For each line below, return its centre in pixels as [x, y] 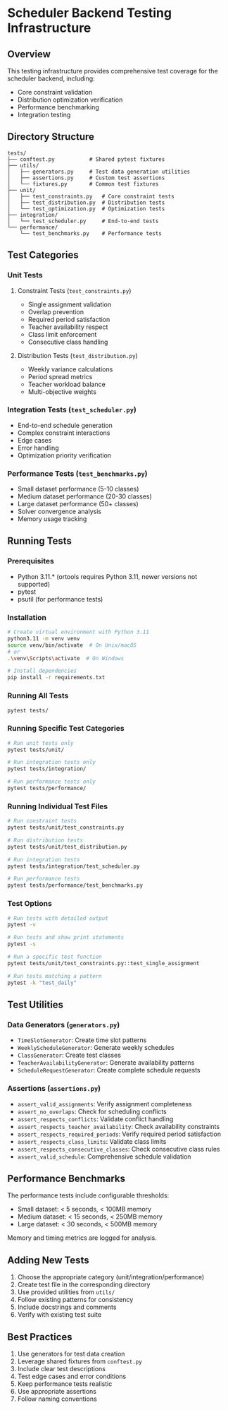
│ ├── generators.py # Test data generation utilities [99, 172]
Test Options [30, 904]
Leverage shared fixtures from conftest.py [80, 1361]
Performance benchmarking [58, 107]
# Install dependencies [42, 671]
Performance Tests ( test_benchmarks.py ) [77, 473]
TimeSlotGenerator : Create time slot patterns [82, 1040]
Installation [27, 617]
